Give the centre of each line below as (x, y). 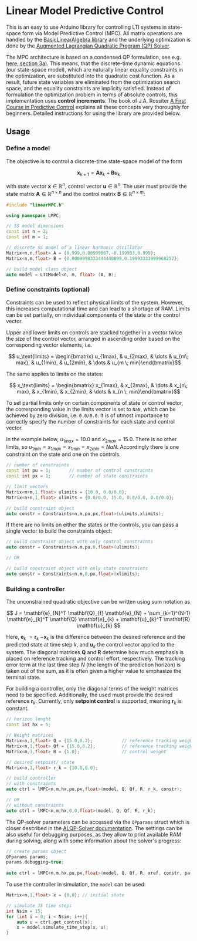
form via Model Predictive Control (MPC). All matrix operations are (102, 33)
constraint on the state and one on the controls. (64, 454)
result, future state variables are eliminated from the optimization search (93, 82)
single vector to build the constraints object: (59, 531)
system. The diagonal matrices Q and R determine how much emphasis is (95, 652)
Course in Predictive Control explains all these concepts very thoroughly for (98, 107)
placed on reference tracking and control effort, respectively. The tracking (96, 658)
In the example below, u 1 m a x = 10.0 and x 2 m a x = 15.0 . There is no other (91, 440)
